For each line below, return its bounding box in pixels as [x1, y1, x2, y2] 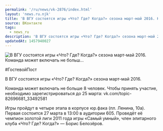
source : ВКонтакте [5, 20, 42, 26]
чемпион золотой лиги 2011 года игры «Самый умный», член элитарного [5, 115, 157, 121]
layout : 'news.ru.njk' [5, 12, 51, 16]
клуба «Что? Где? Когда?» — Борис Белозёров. [5, 120, 103, 126]
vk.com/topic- [103, 90, 132, 96]
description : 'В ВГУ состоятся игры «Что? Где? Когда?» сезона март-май [5, 34, 155, 39]
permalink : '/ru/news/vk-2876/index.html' [5, 7, 92, 12]
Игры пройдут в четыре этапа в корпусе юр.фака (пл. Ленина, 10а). [5, 105, 146, 111]
